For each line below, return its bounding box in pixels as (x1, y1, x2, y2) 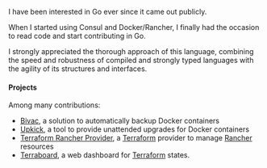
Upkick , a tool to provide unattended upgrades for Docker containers (19, 124, 250, 134)
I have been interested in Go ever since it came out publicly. (8, 7, 207, 16)
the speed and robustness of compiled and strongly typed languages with (8, 56, 254, 65)
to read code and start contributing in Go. (8, 31, 147, 40)
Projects (8, 82, 38, 92)
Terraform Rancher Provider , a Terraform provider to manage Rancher (19, 133, 252, 143)
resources (19, 141, 54, 152)
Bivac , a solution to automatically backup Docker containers (19, 116, 220, 126)
